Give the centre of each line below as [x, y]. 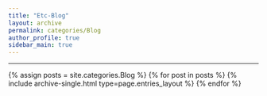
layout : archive [35, 23]
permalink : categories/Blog [55, 30]
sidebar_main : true [41, 45]
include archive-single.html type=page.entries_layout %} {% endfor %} [125, 83]
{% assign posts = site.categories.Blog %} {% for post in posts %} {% [123, 75]
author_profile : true [44, 38]
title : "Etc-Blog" [39, 15]
